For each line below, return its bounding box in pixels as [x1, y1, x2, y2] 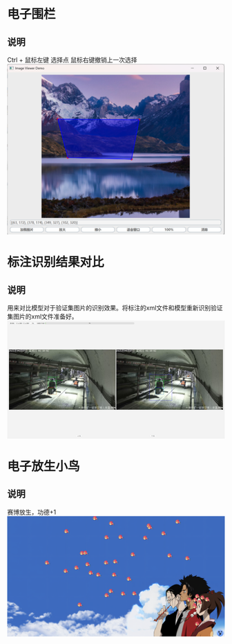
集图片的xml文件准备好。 [7, 312, 78, 321]
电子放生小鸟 [7, 458, 81, 474]
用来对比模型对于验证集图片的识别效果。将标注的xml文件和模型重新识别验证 [7, 304, 223, 312]
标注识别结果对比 [7, 254, 105, 270]
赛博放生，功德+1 [7, 508, 57, 516]
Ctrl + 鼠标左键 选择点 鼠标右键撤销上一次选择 [7, 56, 137, 64]
